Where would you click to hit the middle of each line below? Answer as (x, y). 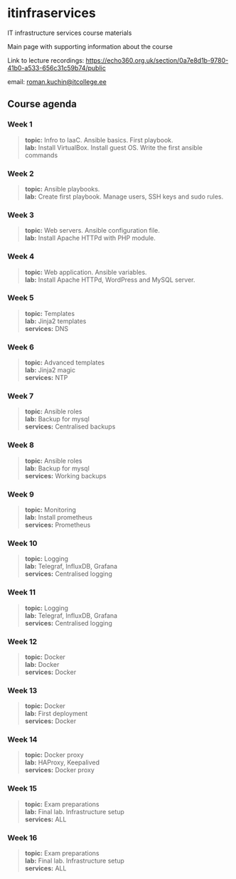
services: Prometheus (58, 525)
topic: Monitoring (50, 510)
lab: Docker (42, 664)
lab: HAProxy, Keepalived (62, 762)
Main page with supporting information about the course (90, 46)
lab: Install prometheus (58, 517)
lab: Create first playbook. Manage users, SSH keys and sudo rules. (124, 196)
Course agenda (42, 104)
